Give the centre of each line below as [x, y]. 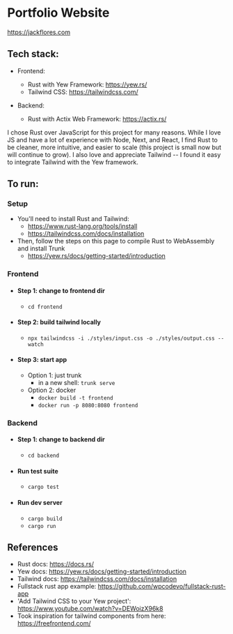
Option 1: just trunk [55, 375]
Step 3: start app [42, 360]
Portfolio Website [58, 13]
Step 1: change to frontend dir [61, 290]
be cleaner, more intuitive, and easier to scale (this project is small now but [114, 147]
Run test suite [38, 471]
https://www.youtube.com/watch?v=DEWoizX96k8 [90, 609]
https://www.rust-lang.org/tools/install [82, 226]
